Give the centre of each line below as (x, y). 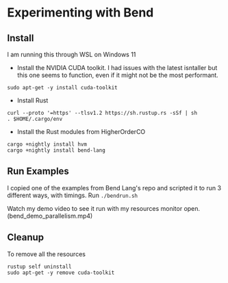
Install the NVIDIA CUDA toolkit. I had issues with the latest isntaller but (117, 68)
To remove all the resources (46, 254)
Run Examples (38, 171)
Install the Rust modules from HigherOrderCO (81, 132)
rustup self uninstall (39, 267)
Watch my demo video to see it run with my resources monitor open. (104, 208)
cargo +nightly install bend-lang (56, 150)
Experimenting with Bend (80, 13)
